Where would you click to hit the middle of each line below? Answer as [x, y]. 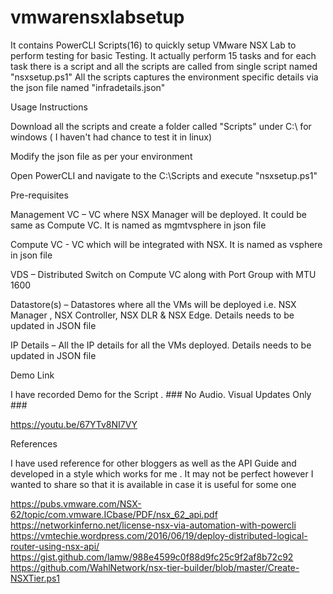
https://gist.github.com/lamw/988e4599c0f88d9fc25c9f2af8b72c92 [152, 557]
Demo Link [32, 375]
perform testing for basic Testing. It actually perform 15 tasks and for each [163, 55]
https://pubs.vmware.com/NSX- [76, 503]
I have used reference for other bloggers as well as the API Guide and [153, 463]
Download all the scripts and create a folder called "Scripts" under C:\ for [161, 126]
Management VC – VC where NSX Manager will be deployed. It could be [158, 214]
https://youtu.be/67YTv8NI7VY [74, 424]
